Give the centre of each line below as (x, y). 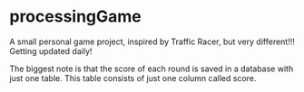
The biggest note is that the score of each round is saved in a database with (152, 69)
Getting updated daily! (51, 51)
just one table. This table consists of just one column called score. (133, 78)
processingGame (76, 17)
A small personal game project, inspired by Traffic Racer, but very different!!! (152, 41)
